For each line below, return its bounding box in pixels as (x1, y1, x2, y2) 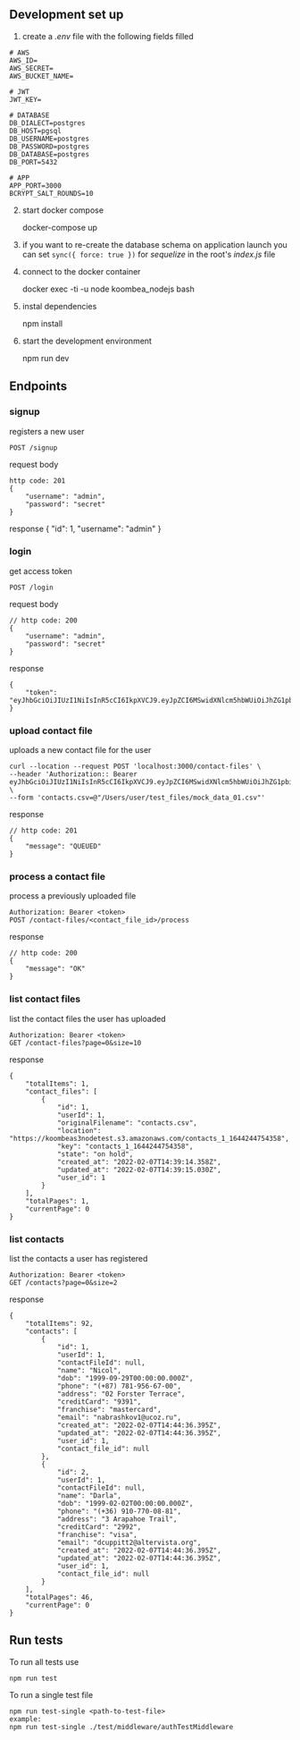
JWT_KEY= (9, 95, 42, 104)
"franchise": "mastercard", (56, 1405, 162, 1414)
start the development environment (21, 335, 152, 346)
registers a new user (9, 426, 85, 436)
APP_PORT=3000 (9, 181, 62, 190)
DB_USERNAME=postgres (9, 134, 90, 143)
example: (9, 1714, 42, 1724)
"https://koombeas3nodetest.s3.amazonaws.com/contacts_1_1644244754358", (9, 1134, 290, 1143)
